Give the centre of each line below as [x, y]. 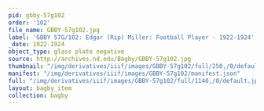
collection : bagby [38, 95]
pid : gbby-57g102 [37, 15]
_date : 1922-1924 [37, 45]
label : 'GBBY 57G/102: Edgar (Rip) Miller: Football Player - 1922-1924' [132, 37]
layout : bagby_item [40, 88]
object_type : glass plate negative [66, 52]
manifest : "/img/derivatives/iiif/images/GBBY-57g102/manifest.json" [125, 73]
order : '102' [29, 23]
